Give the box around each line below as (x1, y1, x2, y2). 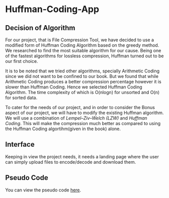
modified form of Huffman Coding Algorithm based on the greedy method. (5, 42, 159, 48)
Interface (5, 140, 35, 149)
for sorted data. (5, 94, 38, 101)
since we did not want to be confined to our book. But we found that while (5, 73, 158, 79)
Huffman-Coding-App (5, 4, 100, 15)
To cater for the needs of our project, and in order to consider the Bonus (5, 105, 155, 110)
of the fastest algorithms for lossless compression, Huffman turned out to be (5, 53, 164, 59)
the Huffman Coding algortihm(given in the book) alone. (5, 126, 121, 132)
